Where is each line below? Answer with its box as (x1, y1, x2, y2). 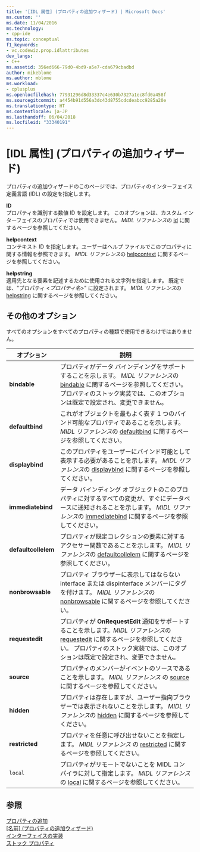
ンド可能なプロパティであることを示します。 (60, 418, 185, 427)
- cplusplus (6, 86, 36, 92)
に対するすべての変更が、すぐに (77, 494, 167, 502)
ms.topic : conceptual (6, 36, 60, 42)
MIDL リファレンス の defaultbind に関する (60, 427, 177, 436)
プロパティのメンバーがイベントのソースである (60, 664, 191, 672)
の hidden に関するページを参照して (89, 711, 190, 719)
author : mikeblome (6, 70, 52, 76)
